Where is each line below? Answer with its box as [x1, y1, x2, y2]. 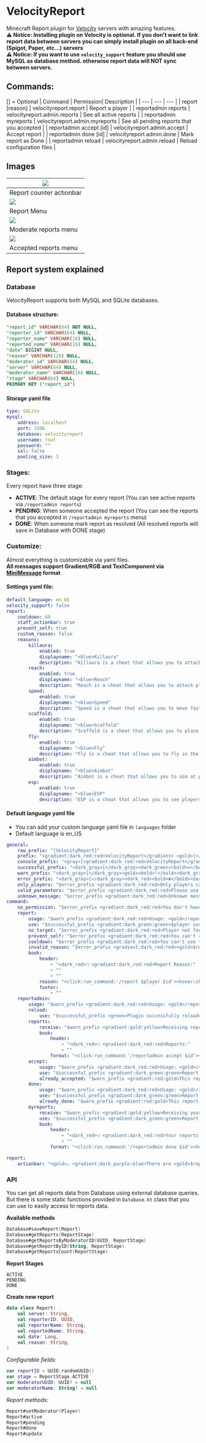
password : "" [17, 442, 51, 448]
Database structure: [6, 310, 59, 318]
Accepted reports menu [9, 244, 78, 252]
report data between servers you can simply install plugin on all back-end [6, 37, 198, 45]
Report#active [6, 1414, 43, 1420]
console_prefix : [17, 859, 59, 865]
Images [6, 161, 36, 172]
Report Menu [9, 207, 47, 215]
